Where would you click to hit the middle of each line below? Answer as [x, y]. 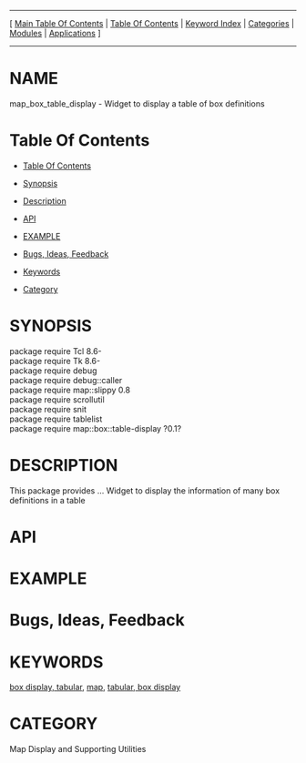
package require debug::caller [66, 380]
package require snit [48, 409]
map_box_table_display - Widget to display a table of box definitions [138, 103]
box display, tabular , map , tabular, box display [95, 687]
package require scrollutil [57, 399]
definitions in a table [47, 500]
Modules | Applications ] [56, 33]
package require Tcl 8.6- [56, 351]
